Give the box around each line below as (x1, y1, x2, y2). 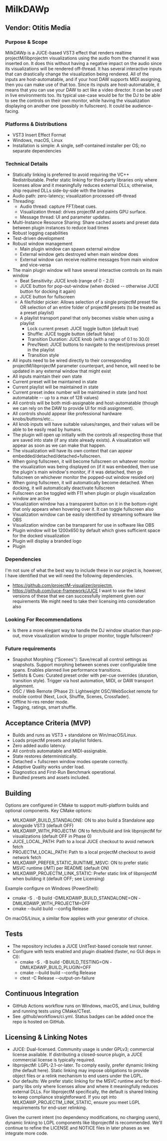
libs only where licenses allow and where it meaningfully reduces (24, 1084, 159, 1090)
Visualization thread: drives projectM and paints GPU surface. (19, 209, 147, 215)
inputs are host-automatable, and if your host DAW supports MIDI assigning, (5, 76, 162, 82)
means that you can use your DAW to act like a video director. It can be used (5, 86, 162, 93)
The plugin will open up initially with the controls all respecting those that (12, 432, 163, 438)
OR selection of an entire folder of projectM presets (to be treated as (19, 304, 161, 310)
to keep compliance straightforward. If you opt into (12, 1094, 117, 1100)
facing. (5, 108, 20, 114)
